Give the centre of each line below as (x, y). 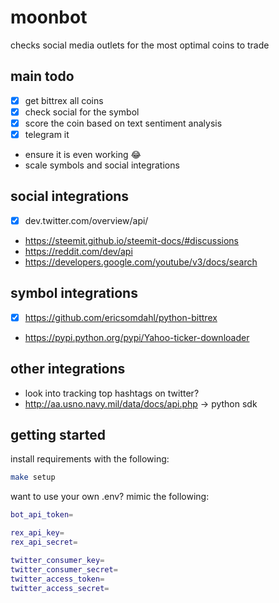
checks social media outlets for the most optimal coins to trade (140, 45)
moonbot (49, 17)
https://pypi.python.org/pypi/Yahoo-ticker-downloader (137, 337)
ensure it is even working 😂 (83, 154)
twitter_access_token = (57, 579)
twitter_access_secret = (60, 588)
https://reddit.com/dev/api (78, 251)
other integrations (68, 369)
